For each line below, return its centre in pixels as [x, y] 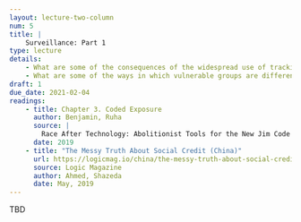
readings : [28, 101]
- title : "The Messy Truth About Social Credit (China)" [134, 150]
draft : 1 [26, 84]
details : [26, 59]
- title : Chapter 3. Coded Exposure [94, 109]
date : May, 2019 [63, 184]
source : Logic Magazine [77, 167]
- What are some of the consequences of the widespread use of [146, 68]
